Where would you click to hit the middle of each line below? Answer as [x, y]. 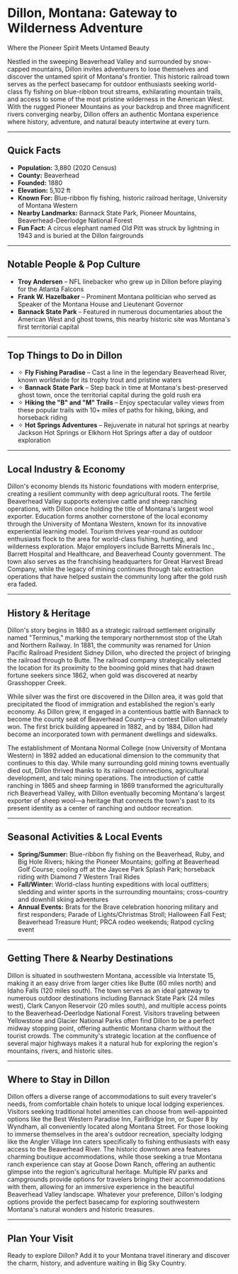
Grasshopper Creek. [37, 683]
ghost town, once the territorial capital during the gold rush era [109, 395]
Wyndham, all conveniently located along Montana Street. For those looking [118, 1127]
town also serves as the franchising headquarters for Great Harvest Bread [115, 562]
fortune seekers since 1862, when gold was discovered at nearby [103, 675]
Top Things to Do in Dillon [65, 355]
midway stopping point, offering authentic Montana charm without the [109, 1028]
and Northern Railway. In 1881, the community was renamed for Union [109, 645]
